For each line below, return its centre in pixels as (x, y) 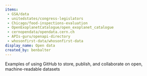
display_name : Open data (30, 46)
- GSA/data (18, 14)
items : (12, 9)
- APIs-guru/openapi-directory (39, 37)
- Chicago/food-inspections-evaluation (48, 23)
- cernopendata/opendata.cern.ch (41, 32)
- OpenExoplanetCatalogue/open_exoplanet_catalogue (60, 28)
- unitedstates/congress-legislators (45, 18)
